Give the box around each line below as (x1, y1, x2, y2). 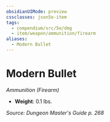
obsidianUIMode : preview (6, 8, 67, 15)
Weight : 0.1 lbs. (14, 98, 52, 105)
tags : (6, 19, 19, 25)
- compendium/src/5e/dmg (11, 25, 72, 31)
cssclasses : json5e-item (6, 14, 67, 20)
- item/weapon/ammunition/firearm (11, 31, 96, 37)
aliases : (6, 36, 28, 42)
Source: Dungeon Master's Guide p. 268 (6, 109, 104, 116)
